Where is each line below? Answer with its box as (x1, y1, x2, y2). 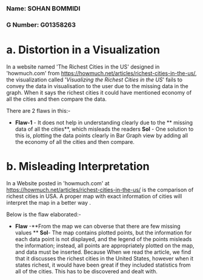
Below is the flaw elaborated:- (6, 211, 81, 218)
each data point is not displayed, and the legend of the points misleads (15, 235, 192, 242)
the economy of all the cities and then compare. (15, 138, 135, 145)
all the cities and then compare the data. (6, 95, 107, 103)
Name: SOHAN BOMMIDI (6, 4, 81, 13)
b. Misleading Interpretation (6, 159, 150, 173)
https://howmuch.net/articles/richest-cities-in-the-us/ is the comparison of (6, 186, 194, 193)
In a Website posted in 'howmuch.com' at (6, 179, 110, 186)
